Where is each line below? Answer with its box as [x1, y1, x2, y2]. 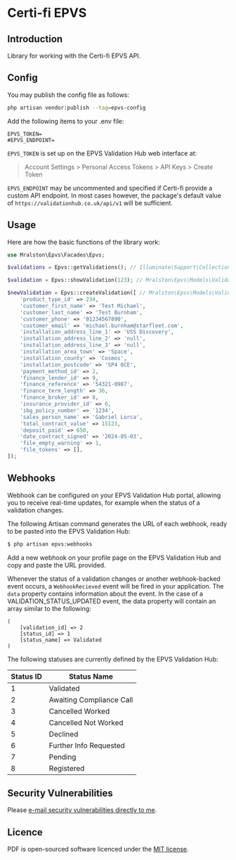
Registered [48, 763, 85, 773]
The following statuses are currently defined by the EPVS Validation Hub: [7, 655, 218, 663]
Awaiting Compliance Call [48, 695, 133, 705]
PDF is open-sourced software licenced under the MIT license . [7, 845, 189, 854]
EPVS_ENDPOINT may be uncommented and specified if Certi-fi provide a [7, 184, 213, 192]
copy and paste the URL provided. [7, 560, 107, 569]
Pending [48, 752, 77, 762]
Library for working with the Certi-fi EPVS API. [7, 51, 141, 60]
